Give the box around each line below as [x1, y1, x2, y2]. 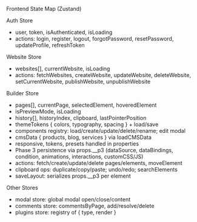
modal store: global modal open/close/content [15, 196, 131, 203]
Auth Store [6, 17, 33, 24]
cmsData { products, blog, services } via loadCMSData [15, 133, 152, 141]
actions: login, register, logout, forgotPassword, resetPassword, [15, 35, 174, 42]
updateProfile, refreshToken [15, 42, 85, 49]
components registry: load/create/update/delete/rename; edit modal [15, 127, 186, 134]
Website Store [6, 53, 42, 60]
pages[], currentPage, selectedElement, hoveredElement [15, 101, 157, 109]
